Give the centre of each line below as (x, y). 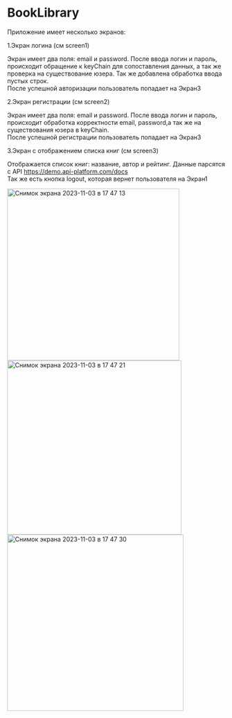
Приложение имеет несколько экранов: (66, 32)
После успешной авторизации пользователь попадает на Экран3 (104, 88)
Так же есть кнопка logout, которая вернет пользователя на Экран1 (107, 179)
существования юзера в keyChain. (58, 130)
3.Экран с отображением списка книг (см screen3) (83, 150)
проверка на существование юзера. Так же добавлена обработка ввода (115, 73)
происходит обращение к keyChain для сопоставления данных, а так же (114, 66)
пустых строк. (28, 80)
